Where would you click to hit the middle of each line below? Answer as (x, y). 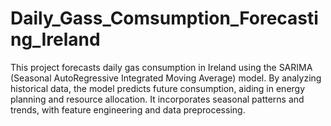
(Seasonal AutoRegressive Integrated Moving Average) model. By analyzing (166, 78)
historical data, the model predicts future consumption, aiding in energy (158, 88)
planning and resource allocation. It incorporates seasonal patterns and (157, 99)
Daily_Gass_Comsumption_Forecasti (164, 18)
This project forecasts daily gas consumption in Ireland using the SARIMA (161, 67)
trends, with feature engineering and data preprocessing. (128, 109)
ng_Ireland (55, 39)
